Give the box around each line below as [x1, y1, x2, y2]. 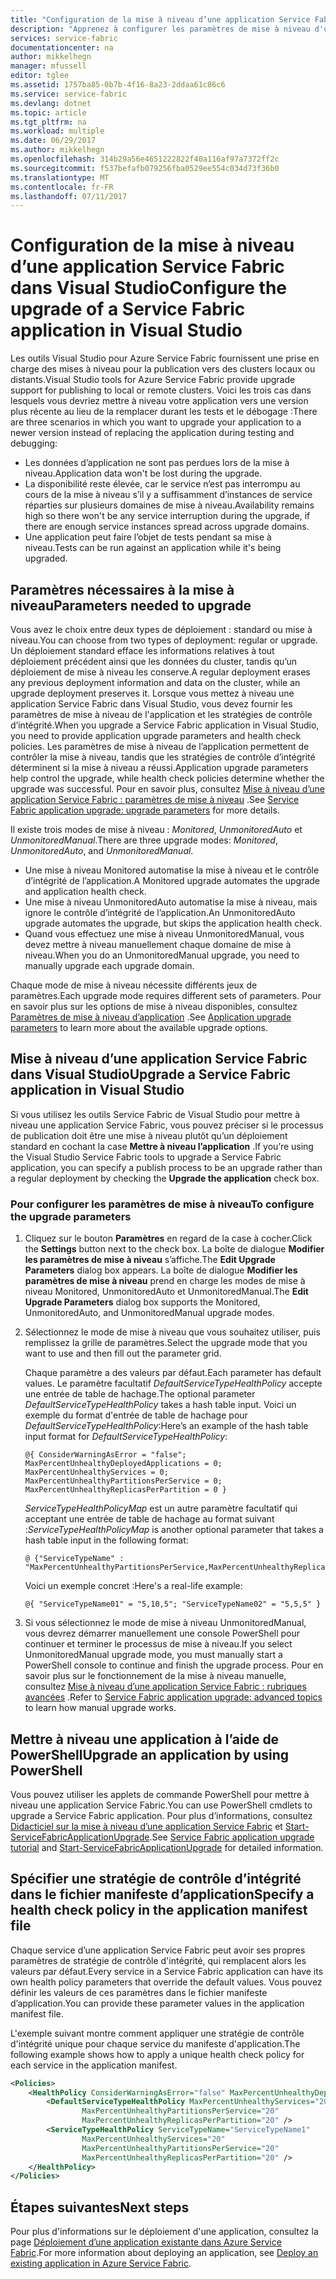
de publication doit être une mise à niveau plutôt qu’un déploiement [10, 1129, 288, 1141]
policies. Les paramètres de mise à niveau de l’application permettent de [10, 741, 310, 752]
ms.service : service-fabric [10, 89, 128, 99]
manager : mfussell [10, 61, 87, 71]
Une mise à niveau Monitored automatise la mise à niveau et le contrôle [24, 864, 320, 876]
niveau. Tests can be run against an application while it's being [24, 542, 282, 554]
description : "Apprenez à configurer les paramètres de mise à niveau [10, 24, 311, 34]
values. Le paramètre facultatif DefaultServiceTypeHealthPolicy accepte [24, 1377, 323, 1390]
